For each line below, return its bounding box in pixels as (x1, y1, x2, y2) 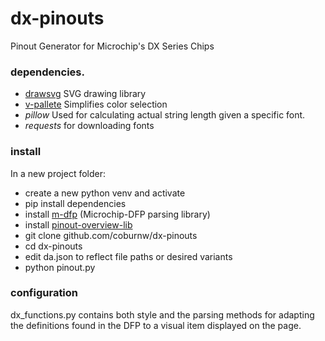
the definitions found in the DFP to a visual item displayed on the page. (10, 319, 302, 331)
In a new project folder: (10, 167, 107, 179)
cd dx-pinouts (24, 240, 83, 252)
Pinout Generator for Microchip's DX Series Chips (10, 40, 215, 52)
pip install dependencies (24, 197, 127, 209)
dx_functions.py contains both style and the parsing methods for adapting (10, 308, 315, 321)
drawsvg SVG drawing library (24, 88, 147, 100)
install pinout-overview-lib (24, 218, 133, 231)
